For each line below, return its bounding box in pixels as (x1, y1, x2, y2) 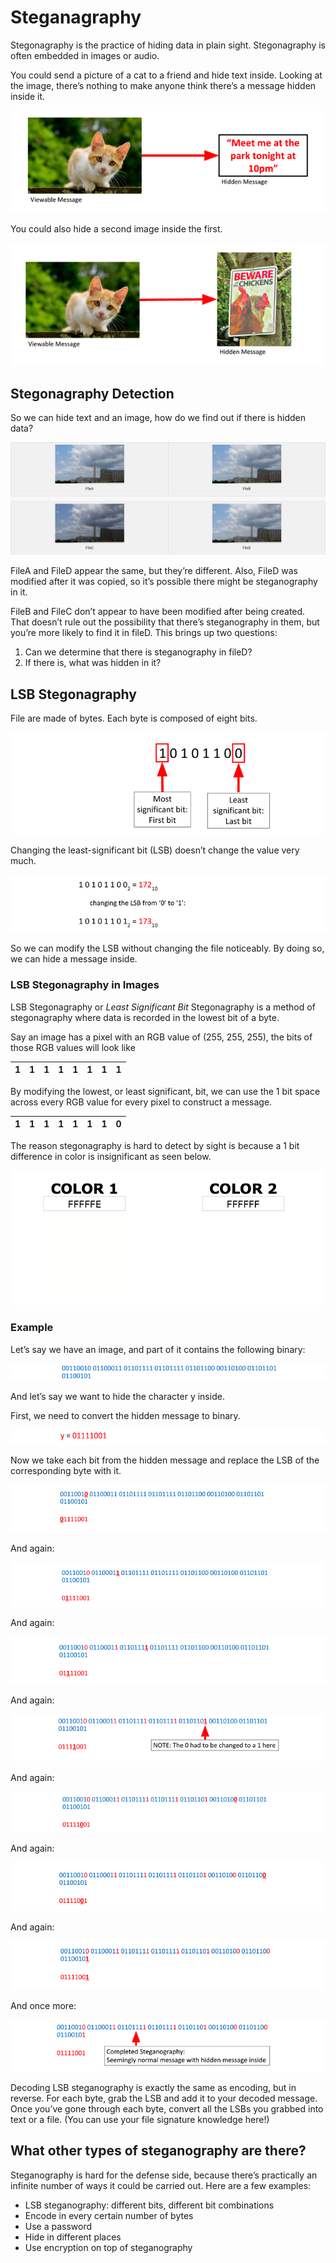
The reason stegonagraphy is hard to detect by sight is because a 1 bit (10, 1139, 300, 1151)
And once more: (10, 1999, 77, 2011)
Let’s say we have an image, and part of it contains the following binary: (10, 1343, 306, 1355)
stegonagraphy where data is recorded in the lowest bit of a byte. (10, 1011, 280, 1023)
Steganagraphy (10, 6, 142, 29)
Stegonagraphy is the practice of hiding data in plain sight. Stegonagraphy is (10, 39, 327, 51)
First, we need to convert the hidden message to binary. (10, 1410, 241, 1422)
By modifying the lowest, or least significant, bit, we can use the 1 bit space (10, 1085, 321, 1097)
